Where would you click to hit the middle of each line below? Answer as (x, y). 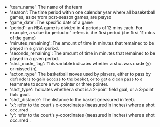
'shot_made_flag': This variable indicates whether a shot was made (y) (80, 63)
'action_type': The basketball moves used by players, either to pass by (80, 74)
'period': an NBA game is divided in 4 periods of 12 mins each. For (76, 28)
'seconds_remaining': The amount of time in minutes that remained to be (82, 53)
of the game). (23, 38)
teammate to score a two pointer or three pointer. (59, 84)
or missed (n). (24, 69)
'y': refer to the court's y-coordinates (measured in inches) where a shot (82, 115)
